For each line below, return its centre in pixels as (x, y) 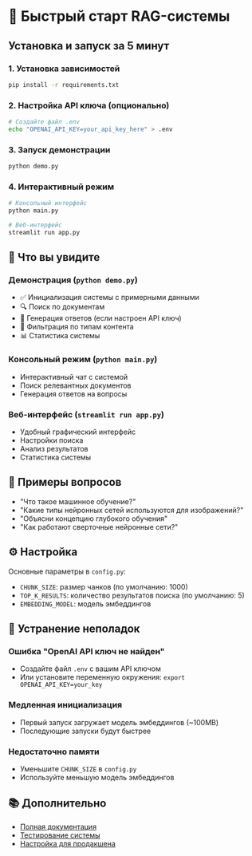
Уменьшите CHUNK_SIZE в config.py (78, 768)
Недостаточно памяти (54, 751)
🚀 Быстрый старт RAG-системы (119, 16)
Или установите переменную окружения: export (102, 677)
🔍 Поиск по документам (62, 307)
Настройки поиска (51, 440)
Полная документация (58, 826)
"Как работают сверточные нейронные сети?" (99, 527)
